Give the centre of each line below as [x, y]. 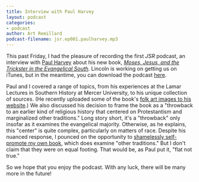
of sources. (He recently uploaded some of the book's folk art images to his [99, 99]
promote [17, 143]
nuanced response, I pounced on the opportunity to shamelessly [85, 137]
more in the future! [29, 173]
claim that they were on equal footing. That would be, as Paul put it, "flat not [99, 149]
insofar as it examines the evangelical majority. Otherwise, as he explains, [97, 124]
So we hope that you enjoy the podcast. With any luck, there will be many [96, 167]
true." [13, 156]
